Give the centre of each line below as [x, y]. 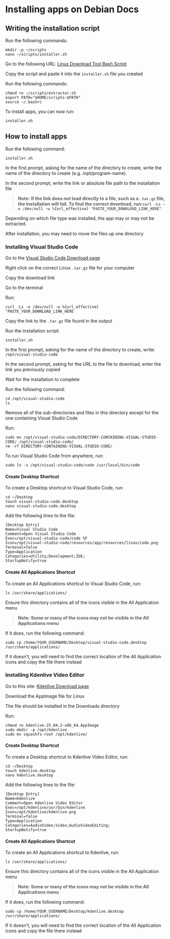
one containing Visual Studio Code [41, 418]
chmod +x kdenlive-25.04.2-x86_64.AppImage [52, 725]
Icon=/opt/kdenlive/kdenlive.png [41, 812]
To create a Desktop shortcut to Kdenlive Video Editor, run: [67, 757]
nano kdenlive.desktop [29, 775]
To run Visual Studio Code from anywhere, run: [54, 456]
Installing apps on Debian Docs [72, 9]
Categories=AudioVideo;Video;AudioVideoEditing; [58, 825]
